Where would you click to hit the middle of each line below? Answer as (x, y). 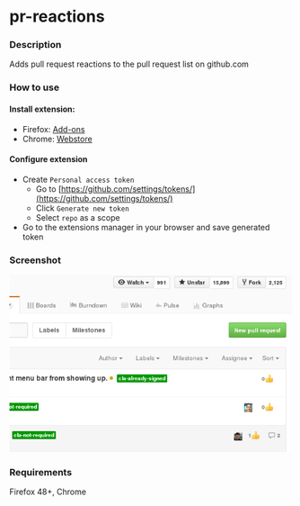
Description (35, 45)
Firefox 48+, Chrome (48, 492)
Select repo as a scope (78, 217)
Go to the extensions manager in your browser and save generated (146, 227)
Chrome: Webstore (57, 139)
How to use (35, 87)
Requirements (41, 473)
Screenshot (35, 260)
